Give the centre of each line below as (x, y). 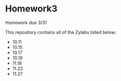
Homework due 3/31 (26, 22)
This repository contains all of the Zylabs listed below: (61, 32)
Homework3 (31, 9)
